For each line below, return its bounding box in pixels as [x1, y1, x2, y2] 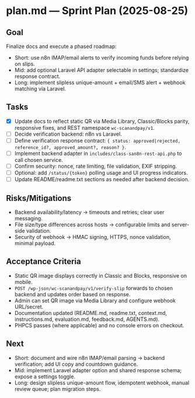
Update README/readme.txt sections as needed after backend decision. [14, 176, 190, 183]
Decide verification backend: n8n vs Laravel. [14, 130, 122, 137]
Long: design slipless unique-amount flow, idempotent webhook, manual [14, 379, 190, 386]
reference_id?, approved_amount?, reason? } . [14, 144, 127, 150]
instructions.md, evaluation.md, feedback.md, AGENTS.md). [14, 316, 159, 323]
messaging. [14, 215, 43, 222]
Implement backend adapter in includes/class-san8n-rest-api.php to [14, 150, 182, 157]
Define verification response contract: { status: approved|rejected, [14, 137, 181, 144]
